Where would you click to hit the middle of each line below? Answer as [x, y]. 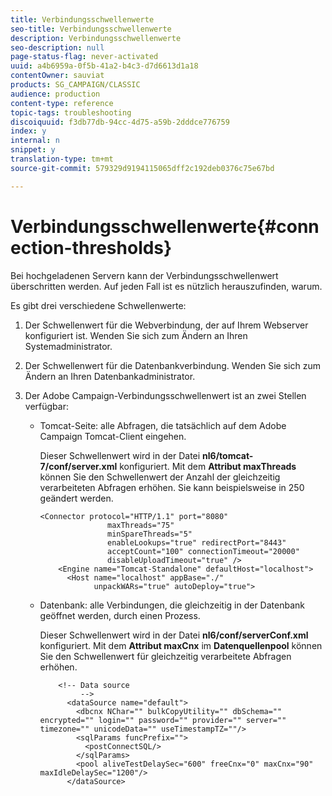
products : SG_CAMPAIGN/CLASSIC [75, 85]
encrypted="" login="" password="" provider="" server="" [163, 720]
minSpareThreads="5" [149, 534]
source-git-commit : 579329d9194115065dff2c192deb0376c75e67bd [142, 168]
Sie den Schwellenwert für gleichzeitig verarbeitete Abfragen [165, 656]
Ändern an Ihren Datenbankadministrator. [110, 376]
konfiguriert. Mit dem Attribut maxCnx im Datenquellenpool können [181, 645]
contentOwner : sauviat [57, 76]
